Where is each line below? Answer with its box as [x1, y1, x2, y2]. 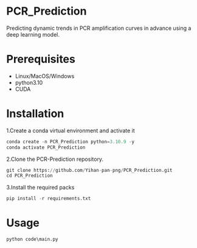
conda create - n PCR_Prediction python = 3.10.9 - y [6, 138, 135, 144]
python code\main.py [6, 236, 59, 243]
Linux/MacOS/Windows [15, 72, 75, 80]
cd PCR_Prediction [6, 172, 53, 179]
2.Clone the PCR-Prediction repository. [6, 155, 104, 163]
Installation [6, 107, 64, 121]
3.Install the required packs [6, 184, 75, 191]
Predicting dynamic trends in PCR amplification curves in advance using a [6, 24, 192, 32]
